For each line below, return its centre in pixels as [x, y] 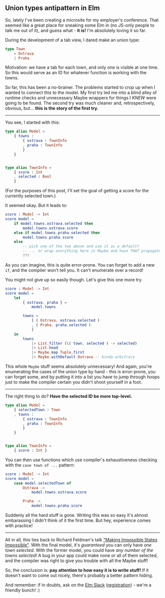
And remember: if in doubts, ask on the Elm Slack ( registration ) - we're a [78, 585]
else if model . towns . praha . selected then [57, 233]
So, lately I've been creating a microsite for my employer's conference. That [82, 20]
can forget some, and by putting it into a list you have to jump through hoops [82, 377]
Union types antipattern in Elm [53, 8]
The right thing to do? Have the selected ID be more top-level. [69, 396]
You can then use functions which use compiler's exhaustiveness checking [81, 460]
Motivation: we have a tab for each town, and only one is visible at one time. [82, 67]
